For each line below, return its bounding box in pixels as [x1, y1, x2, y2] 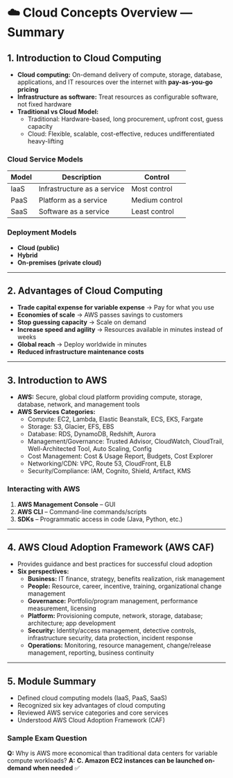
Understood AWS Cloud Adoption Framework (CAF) [17, 716, 165, 724]
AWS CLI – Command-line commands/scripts [17, 507, 147, 516]
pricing [17, 86, 39, 93]
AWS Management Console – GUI [17, 500, 116, 508]
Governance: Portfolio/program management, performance [27, 597, 198, 605]
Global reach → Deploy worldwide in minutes [17, 340, 147, 349]
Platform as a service [38, 196, 107, 205]
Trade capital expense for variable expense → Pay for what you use [17, 303, 215, 312]
